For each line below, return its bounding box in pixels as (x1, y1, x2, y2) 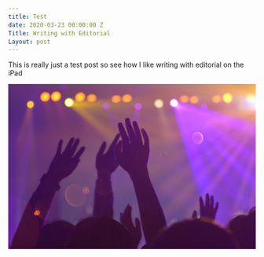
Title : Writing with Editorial (8, 29, 111, 37)
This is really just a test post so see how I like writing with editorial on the (8, 60, 244, 70)
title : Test (8, 13, 47, 20)
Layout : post (8, 38, 51, 46)
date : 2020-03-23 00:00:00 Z (8, 20, 104, 29)
